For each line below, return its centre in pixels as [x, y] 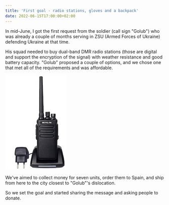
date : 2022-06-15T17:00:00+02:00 [40, 16]
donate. [13, 198]
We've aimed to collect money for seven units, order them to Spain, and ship [84, 177]
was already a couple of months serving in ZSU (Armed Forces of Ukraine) [83, 36]
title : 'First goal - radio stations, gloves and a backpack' [72, 11]
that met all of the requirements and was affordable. [59, 68]
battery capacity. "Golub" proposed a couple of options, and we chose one [83, 62]
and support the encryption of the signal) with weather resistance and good [84, 57]
